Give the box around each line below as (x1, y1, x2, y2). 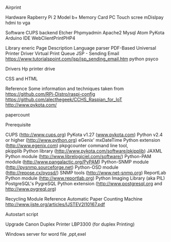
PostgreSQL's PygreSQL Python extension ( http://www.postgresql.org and (5, 181, 163, 186)
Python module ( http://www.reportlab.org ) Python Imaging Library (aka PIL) (5, 175, 165, 181)
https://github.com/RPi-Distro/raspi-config (5, 91, 96, 97)
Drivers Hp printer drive (5, 66, 55, 72)
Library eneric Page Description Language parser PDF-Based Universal (5, 45, 157, 51)
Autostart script (5, 211, 39, 217)
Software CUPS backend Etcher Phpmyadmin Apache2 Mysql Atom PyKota (5, 30, 165, 35)
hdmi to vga (5, 20, 31, 26)
